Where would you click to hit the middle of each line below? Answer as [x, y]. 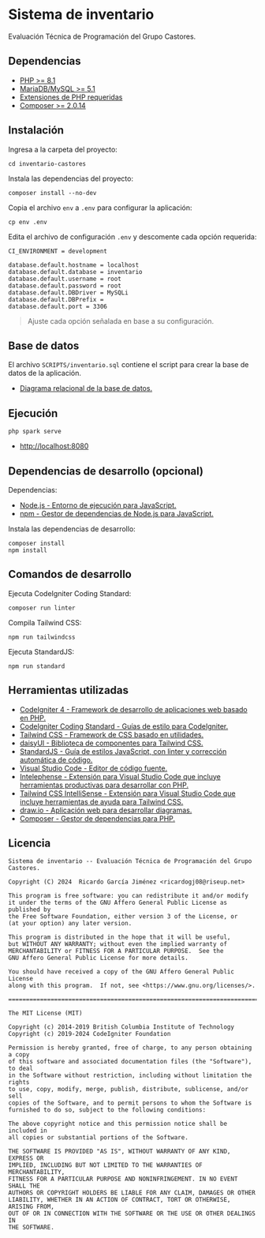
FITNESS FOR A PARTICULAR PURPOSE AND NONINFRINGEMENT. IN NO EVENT [123, 1179]
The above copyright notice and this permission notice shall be [118, 1124]
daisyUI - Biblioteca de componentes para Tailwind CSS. [111, 743]
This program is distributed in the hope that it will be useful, [119, 937]
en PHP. [33, 718]
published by [30, 910]
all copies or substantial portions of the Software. [99, 1138]
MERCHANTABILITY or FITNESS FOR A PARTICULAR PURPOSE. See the [116, 951]
